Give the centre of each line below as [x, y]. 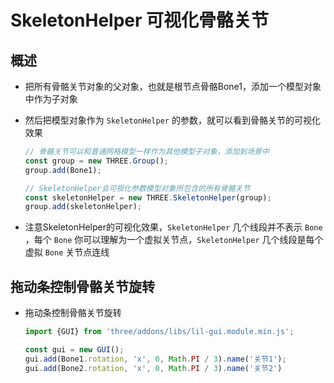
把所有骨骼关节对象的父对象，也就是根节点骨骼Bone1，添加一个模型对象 [173, 86]
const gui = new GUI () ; [74, 349]
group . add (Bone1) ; [63, 170]
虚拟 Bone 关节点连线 [67, 252]
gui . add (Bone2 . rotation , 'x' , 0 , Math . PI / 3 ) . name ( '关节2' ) [153, 368]
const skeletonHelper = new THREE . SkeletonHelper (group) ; [148, 197]
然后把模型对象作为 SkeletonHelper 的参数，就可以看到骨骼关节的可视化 [172, 120]
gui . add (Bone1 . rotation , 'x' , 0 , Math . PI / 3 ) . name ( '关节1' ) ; [155, 359]
